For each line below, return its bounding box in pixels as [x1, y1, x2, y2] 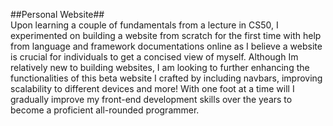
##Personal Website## [10, 9, 105, 20]
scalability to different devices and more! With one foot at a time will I [10, 83, 295, 94]
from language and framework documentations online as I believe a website [10, 40, 323, 52]
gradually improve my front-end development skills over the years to [10, 94, 293, 105]
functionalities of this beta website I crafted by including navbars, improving [10, 72, 323, 84]
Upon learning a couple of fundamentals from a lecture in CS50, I [10, 19, 279, 31]
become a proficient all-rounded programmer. [10, 104, 200, 116]
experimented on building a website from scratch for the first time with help [10, 30, 322, 41]
